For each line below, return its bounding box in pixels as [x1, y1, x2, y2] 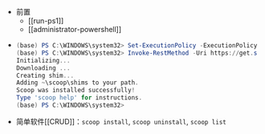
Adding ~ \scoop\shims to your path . [15, 79, 139, 87]
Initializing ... [15, 56, 71, 64]
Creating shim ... [15, 71, 75, 79]
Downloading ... [15, 63, 71, 72]
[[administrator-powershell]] [27, 25, 122, 34]
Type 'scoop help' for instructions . [15, 94, 143, 102]
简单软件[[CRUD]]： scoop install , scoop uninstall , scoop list [15, 116, 227, 126]
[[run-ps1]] [27, 16, 64, 26]
